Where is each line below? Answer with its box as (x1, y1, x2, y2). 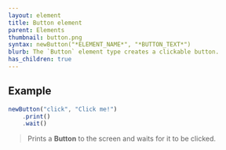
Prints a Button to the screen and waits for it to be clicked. (27, 134, 217, 144)
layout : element (8, 11, 61, 20)
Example (8, 84, 52, 98)
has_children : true (8, 56, 72, 64)
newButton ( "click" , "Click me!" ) (8, 105, 118, 113)
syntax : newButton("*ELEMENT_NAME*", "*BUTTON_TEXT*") (8, 41, 191, 49)
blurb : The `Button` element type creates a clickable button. (8, 48, 220, 56)
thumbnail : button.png (8, 33, 82, 42)
